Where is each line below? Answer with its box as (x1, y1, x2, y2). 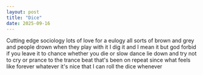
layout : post (6, 9, 40, 15)
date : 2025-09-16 (6, 20, 51, 26)
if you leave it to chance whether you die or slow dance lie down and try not (6, 50, 197, 57)
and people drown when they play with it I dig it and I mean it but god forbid (6, 43, 196, 51)
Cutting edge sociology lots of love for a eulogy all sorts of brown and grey (6, 37, 194, 45)
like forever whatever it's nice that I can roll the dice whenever (6, 63, 163, 70)
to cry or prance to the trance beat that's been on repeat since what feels (6, 56, 191, 64)
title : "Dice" (6, 15, 43, 21)
